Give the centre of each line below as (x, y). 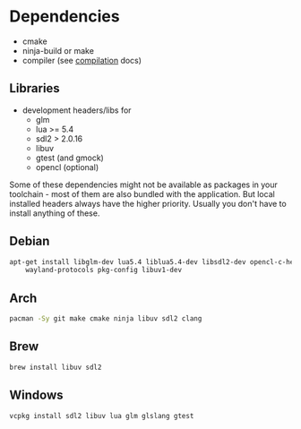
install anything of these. (55, 213)
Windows (36, 395)
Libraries (34, 88)
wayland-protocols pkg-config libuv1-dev (103, 270)
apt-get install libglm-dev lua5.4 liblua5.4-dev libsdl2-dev (128, 262)
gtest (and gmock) (70, 158)
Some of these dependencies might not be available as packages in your (143, 184)
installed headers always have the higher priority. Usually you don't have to (148, 203)
